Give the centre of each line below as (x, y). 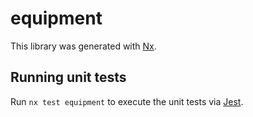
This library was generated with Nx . (83, 46)
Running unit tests (68, 77)
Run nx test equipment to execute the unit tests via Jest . (127, 101)
